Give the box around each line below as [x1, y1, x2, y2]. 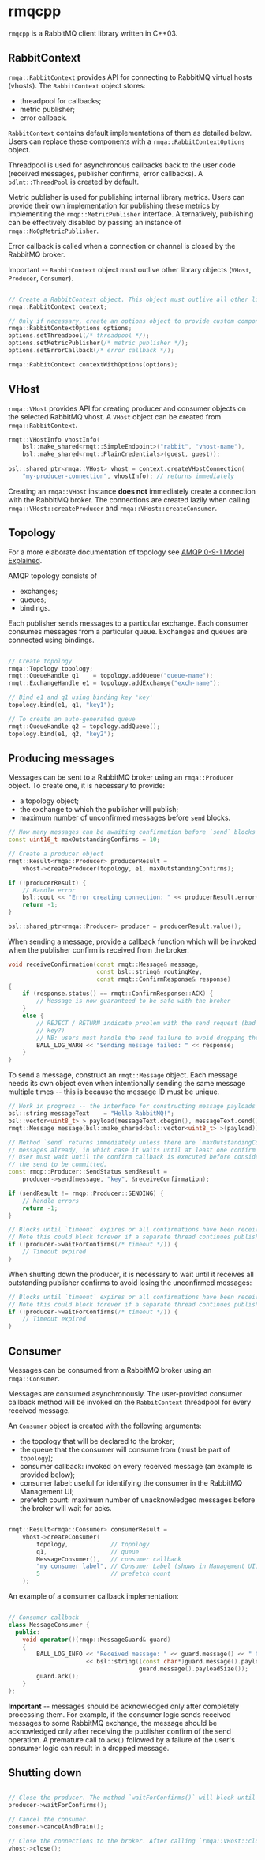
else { [22, 1012, 44, 1020]
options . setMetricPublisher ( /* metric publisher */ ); [8, 339, 189, 348]
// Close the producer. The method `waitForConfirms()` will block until [8, 1794, 256, 1802]
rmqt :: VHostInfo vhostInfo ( [8, 435, 101, 444]
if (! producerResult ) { [8, 879, 87, 887]
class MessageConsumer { [8, 1621, 90, 1629]
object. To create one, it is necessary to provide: [8, 781, 166, 791]
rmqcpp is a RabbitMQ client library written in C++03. [8, 28, 178, 38]
